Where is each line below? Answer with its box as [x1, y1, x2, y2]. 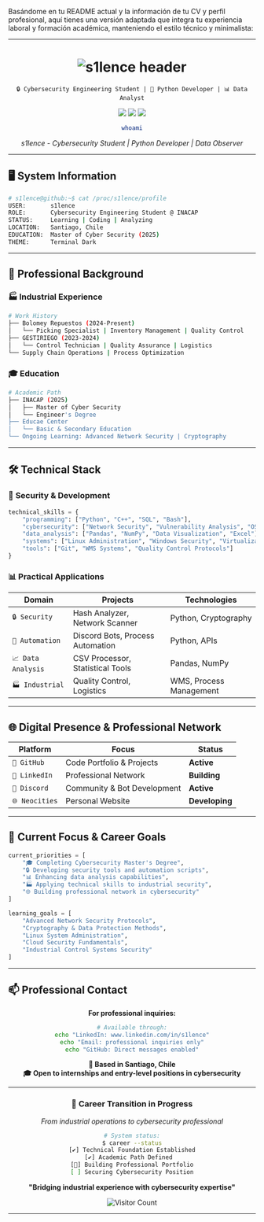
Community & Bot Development [65, 783, 181, 794]
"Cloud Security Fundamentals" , [22, 939, 128, 947]
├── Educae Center [8, 418, 68, 426]
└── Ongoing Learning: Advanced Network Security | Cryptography [8, 433, 226, 441]
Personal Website [65, 796, 130, 807]
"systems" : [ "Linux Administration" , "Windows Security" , [22, 537, 216, 545]
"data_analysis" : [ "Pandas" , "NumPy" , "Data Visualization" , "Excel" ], [22, 530, 262, 538]
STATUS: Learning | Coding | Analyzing [8, 216, 153, 224]
